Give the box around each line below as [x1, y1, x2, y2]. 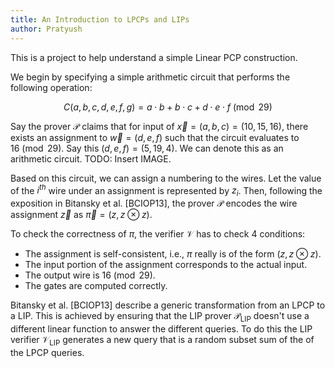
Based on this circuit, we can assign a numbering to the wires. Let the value [10, 172, 322, 184]
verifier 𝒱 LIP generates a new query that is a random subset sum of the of [10, 333, 315, 348]
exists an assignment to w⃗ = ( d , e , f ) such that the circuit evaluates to [10, 131, 300, 143]
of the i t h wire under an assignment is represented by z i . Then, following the [10, 182, 323, 198]
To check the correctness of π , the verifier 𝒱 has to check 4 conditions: [10, 227, 306, 240]
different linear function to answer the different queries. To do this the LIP [10, 322, 313, 335]
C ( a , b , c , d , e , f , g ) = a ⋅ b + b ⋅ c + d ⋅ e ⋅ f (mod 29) [63, 101, 273, 113]
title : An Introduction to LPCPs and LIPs [10, 14, 190, 25]
